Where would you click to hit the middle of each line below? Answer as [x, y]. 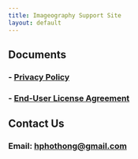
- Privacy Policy [39, 77]
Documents [37, 55]
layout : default [35, 23]
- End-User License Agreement [69, 98]
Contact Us [36, 124]
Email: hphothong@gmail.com [68, 146]
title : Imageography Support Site [65, 15]
